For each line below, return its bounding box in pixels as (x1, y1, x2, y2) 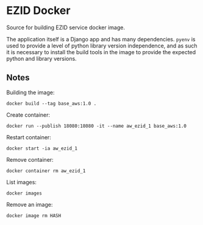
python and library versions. (6, 55, 77, 62)
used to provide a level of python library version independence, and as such (6, 42, 198, 49)
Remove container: (6, 156, 54, 163)
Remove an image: (6, 201, 53, 208)
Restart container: (6, 133, 52, 140)
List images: (6, 178, 37, 185)
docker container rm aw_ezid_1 (6, 168, 86, 174)
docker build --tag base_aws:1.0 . (6, 100, 97, 106)
